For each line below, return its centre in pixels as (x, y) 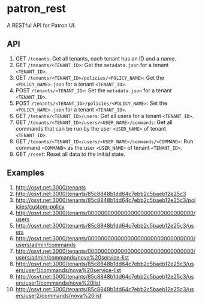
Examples (25, 173)
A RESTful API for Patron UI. (41, 25)
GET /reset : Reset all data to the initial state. (70, 154)
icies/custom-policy (40, 206)
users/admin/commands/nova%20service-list (72, 257)
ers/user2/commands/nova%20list (58, 295)
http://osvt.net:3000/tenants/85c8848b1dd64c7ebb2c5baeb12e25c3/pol (105, 200)
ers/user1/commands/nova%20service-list (68, 270)
